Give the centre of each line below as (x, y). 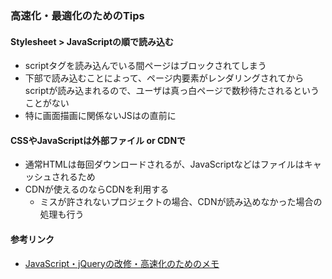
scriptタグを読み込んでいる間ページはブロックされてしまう (145, 66)
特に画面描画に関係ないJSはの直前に (100, 116)
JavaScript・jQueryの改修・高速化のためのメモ (122, 263)
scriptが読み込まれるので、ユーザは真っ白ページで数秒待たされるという (172, 91)
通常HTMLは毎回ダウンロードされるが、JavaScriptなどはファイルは (164, 164)
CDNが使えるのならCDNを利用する (97, 189)
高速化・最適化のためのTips (77, 15)
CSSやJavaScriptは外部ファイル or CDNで (98, 140)
